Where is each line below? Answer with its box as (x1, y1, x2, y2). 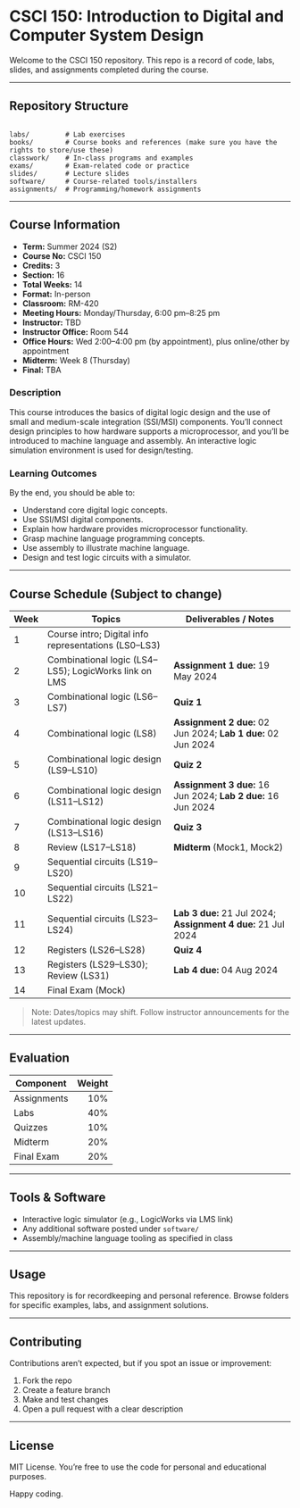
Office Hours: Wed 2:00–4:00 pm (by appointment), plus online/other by (21, 336, 290, 346)
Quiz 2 (173, 758, 203, 771)
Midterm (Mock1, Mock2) (173, 841, 284, 854)
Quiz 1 (173, 696, 203, 708)
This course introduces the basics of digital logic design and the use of (9, 406, 271, 417)
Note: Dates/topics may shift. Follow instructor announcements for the (30, 1006, 290, 1017)
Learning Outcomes (9, 467, 97, 479)
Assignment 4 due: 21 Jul (173, 918, 285, 930)
